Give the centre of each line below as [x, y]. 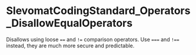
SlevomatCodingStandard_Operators [98, 11]
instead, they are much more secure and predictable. [70, 46]
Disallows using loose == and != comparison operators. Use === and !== [93, 39]
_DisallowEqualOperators [69, 23]
